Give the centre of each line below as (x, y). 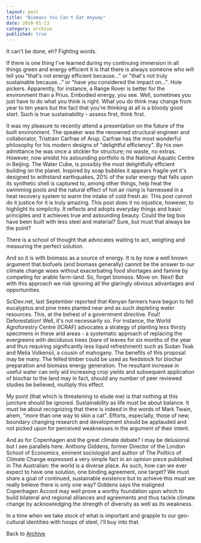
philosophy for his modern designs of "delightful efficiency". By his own (95, 145)
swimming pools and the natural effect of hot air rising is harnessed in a (95, 190)
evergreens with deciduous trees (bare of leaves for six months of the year (99, 340)
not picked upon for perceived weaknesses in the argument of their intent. (98, 429)
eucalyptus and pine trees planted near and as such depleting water (91, 308)
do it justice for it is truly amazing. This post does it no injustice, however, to (100, 203)
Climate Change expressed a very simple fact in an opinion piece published (100, 459)
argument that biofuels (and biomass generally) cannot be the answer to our (100, 264)
